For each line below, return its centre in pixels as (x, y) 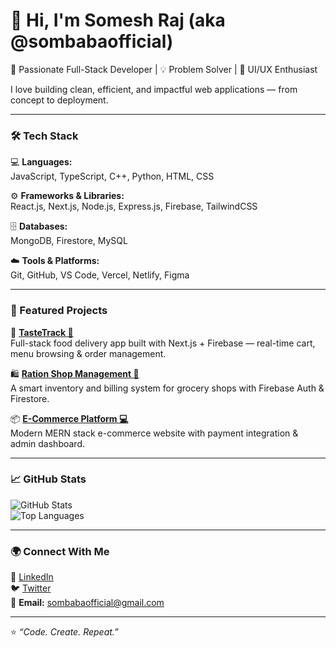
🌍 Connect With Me (60, 551)
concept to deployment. (59, 100)
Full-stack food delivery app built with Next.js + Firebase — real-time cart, (163, 343)
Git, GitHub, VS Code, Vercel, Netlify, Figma (100, 275)
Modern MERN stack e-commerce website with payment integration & (154, 433)
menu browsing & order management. (88, 353)
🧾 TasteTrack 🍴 (42, 332)
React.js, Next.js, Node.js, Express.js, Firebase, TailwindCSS (134, 206)
